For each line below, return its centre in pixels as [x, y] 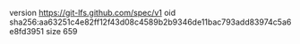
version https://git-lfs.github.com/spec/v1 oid [93, 13]
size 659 [62, 31]
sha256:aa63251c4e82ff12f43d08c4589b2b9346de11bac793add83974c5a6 [150, 22]
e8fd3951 [27, 31]
